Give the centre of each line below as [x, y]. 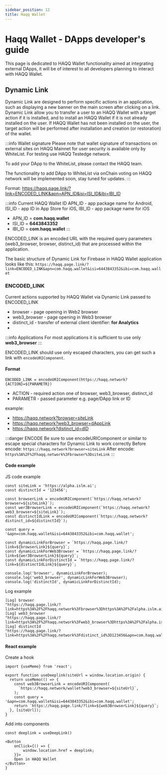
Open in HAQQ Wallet [35, 760]
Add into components [27, 724]
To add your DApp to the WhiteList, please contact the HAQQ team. [74, 164]
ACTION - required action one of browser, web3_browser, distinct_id [83, 393]
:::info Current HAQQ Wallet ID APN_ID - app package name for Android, [79, 203]
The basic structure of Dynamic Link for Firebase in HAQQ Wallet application [83, 259]
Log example [18, 591]
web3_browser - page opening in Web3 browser [62, 317]
